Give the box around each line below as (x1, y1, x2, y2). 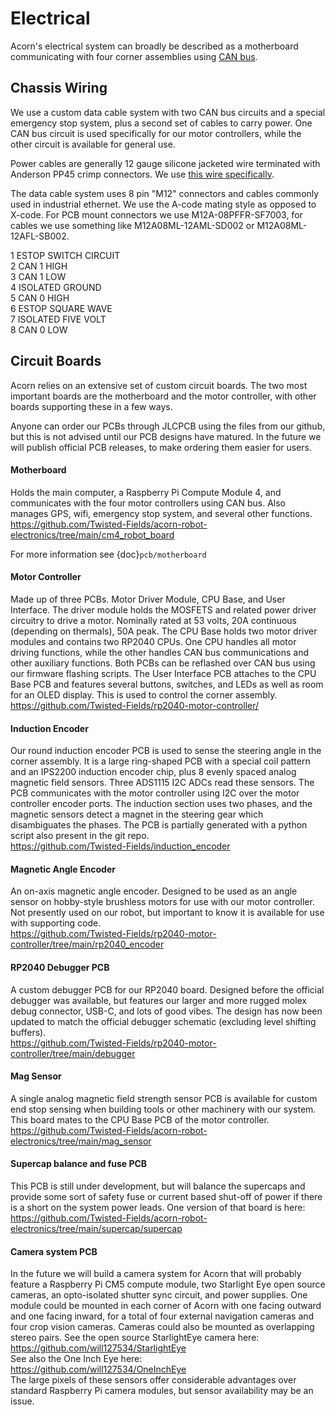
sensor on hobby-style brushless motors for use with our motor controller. (10, 896, 315, 908)
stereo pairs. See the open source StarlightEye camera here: (10, 1332, 260, 1344)
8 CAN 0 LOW (10, 323, 68, 336)
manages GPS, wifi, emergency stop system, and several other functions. (10, 507, 313, 519)
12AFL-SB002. (10, 230, 70, 242)
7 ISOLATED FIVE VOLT (10, 313, 107, 325)
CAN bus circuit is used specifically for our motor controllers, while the (10, 127, 302, 139)
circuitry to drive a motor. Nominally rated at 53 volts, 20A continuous (10, 614, 297, 626)
